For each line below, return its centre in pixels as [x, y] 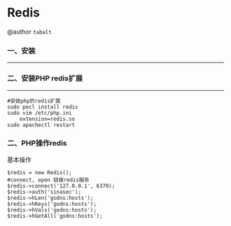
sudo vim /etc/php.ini [40, 113]
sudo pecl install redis [43, 107]
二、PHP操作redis [37, 144]
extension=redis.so [47, 119]
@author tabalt [30, 32]
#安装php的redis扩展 [34, 101]
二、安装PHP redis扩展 [45, 78]
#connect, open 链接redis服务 [48, 180]
